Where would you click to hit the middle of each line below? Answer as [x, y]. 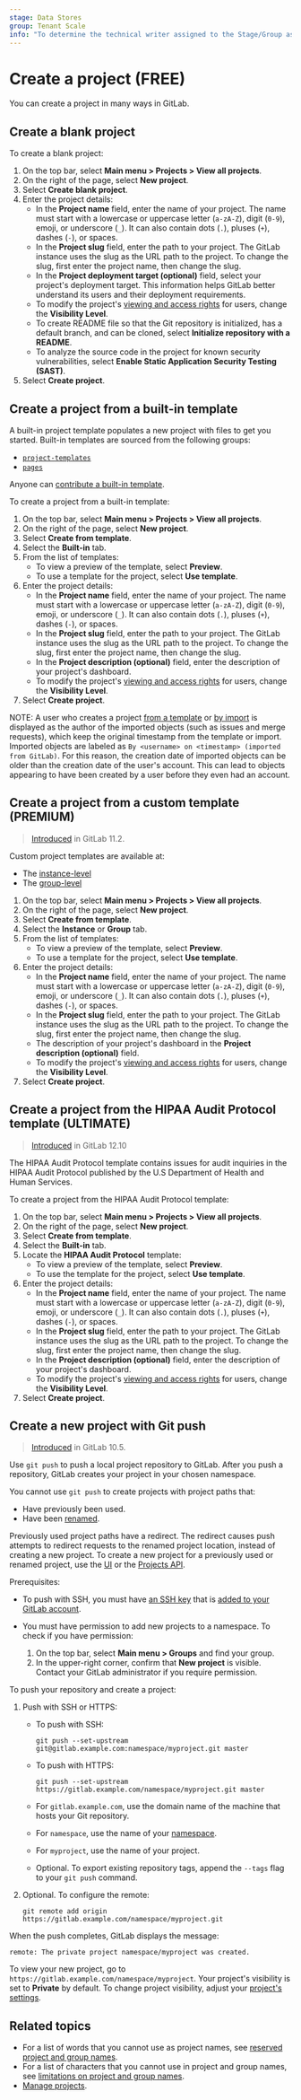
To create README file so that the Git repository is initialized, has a [159, 323]
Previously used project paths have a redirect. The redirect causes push [142, 1536]
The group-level [52, 883]
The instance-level [57, 873]
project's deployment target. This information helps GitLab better [155, 285]
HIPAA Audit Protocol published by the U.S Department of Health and [137, 1172]
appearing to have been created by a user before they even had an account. [150, 774]
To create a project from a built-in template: [90, 501]
